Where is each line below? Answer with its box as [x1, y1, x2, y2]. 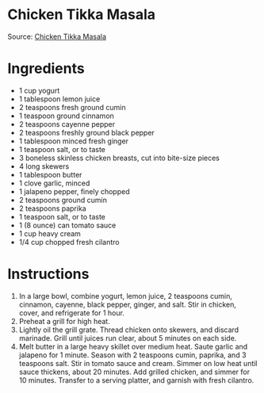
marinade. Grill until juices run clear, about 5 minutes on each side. [18, 333, 237, 342]
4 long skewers [18, 161, 70, 171]
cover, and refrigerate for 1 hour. [18, 307, 124, 318]
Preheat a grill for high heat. [18, 316, 110, 326]
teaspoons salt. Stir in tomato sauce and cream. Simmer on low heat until [18, 358, 258, 368]
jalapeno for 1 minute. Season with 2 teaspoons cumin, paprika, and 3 [18, 350, 247, 360]
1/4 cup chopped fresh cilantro [18, 237, 120, 246]
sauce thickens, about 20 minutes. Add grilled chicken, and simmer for [18, 367, 251, 376]
